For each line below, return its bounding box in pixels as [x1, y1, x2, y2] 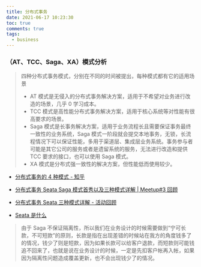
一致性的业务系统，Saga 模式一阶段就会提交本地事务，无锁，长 [29, 130, 186, 138]
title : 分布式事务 [6, 8, 48, 15]
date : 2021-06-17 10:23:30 [6, 14, 74, 20]
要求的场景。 [35, 115, 67, 123]
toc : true [6, 20, 31, 26]
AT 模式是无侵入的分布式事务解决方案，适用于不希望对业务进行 [29, 93, 186, 100]
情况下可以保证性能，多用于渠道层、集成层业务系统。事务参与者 [35, 138, 193, 145]
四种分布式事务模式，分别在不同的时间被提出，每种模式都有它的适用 [20, 73, 190, 80]
